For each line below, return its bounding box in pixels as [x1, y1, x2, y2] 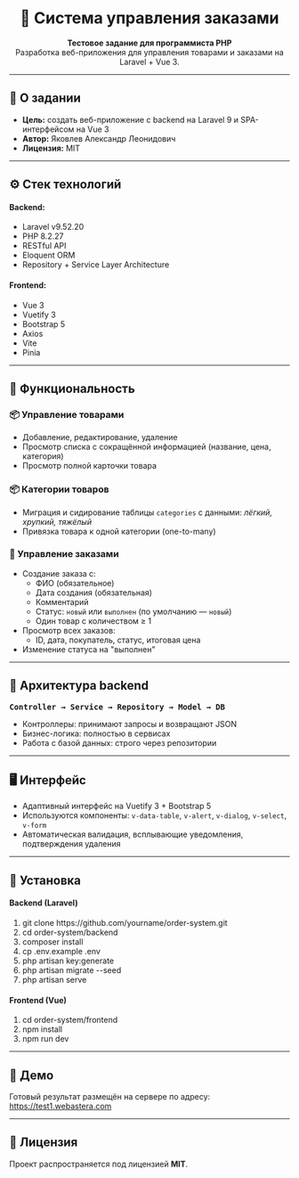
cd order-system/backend [21, 927, 118, 938]
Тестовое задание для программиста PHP [67, 37, 232, 48]
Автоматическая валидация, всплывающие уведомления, [21, 829, 244, 840]
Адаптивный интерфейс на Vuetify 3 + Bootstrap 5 [21, 801, 212, 812]
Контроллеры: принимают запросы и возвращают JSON [21, 718, 238, 729]
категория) [21, 451, 64, 462]
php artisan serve [21, 975, 87, 986]
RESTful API [21, 241, 67, 251]
